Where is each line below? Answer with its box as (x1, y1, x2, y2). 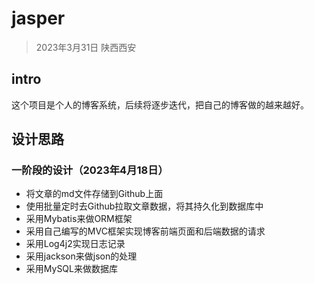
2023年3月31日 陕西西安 (35, 41, 137, 53)
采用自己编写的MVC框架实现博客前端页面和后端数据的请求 (25, 225, 266, 237)
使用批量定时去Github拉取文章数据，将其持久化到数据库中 (25, 200, 264, 212)
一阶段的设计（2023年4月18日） (11, 163, 169, 177)
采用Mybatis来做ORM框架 (25, 213, 133, 225)
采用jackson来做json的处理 (25, 250, 138, 262)
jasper (11, 7, 66, 30)
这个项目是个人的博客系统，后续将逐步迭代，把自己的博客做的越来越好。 (11, 98, 309, 111)
